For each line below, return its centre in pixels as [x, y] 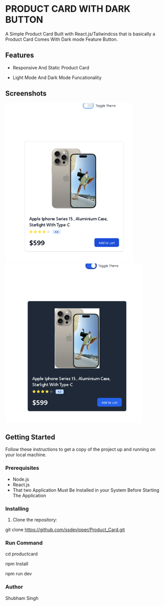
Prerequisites [22, 468]
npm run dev [19, 574]
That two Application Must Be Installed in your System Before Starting [86, 490]
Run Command [24, 543]
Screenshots [26, 94]
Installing [17, 509]
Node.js [21, 479]
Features [20, 55]
